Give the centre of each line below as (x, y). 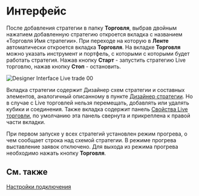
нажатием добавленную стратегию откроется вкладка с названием (94, 34)
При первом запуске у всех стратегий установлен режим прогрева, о (97, 134)
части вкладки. (26, 122)
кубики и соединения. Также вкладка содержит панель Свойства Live (97, 109)
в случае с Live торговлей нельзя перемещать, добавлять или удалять (98, 103)
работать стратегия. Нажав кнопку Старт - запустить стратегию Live (96, 60)
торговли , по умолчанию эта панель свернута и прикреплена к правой (98, 116)
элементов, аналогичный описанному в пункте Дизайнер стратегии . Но (100, 96)
